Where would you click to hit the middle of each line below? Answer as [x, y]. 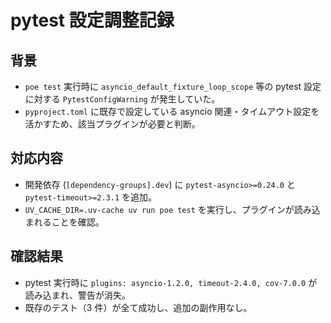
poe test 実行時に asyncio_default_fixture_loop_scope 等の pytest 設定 [173, 86]
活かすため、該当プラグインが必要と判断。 [112, 124]
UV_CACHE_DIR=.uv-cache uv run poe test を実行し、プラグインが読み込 [172, 209]
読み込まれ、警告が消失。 [77, 295]
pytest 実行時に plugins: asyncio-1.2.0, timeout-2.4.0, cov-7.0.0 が [171, 282]
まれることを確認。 [64, 222]
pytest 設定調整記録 [92, 20]
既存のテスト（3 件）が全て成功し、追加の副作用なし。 [138, 307]
